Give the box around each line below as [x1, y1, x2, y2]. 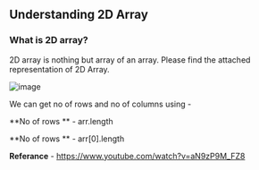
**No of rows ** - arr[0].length [9, 133, 125, 144]
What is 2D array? [9, 34, 88, 47]
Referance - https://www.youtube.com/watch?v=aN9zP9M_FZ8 [9, 150, 246, 161]
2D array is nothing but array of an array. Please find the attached [9, 54, 251, 65]
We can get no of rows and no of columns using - [9, 98, 192, 109]
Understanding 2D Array [9, 7, 149, 22]
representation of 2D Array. [9, 64, 110, 74]
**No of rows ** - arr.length [9, 115, 113, 126]
